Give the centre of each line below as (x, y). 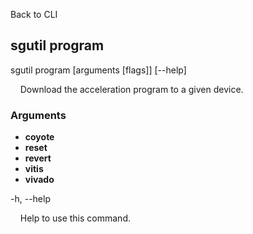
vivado (39, 180)
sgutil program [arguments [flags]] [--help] (98, 70)
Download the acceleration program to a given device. (131, 89)
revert (38, 158)
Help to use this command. (75, 218)
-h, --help (30, 199)
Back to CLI (34, 14)
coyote (39, 137)
